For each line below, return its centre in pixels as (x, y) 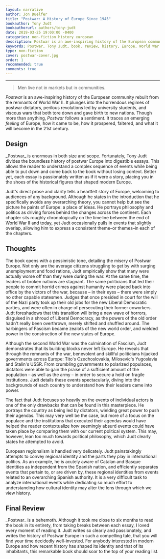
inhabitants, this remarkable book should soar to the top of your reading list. (82, 552)
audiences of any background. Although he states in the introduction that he (82, 197)
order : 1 (14, 60)
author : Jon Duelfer (27, 14)
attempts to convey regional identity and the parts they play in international (81, 456)
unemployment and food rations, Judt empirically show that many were (77, 271)
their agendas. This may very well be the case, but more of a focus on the (80, 415)
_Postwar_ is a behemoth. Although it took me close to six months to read (80, 520)
